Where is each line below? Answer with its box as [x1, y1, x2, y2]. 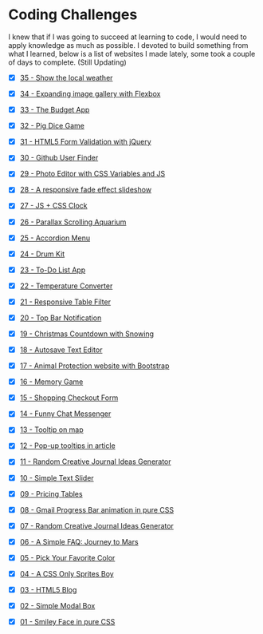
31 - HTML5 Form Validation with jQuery [19, 137, 151, 147]
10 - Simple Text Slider [19, 473, 94, 482]
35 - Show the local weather [19, 73, 113, 82]
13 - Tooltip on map [19, 425, 84, 434]
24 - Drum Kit [19, 249, 65, 259]
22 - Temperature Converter [19, 281, 113, 291]
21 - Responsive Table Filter [19, 297, 112, 307]
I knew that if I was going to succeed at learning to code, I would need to [8, 32, 247, 42]
